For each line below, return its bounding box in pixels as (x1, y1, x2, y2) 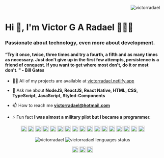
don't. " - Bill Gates (5, 67, 45, 73)
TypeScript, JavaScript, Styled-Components (12, 93, 106, 99)
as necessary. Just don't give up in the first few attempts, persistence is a (5, 56, 159, 62)
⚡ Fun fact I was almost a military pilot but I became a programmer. (12, 114, 151, 120)
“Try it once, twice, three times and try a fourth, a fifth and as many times (5, 52, 158, 57)
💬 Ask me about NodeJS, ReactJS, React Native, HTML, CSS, (12, 87, 138, 93)
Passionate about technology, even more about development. (5, 39, 155, 46)
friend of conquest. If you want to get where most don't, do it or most (5, 62, 149, 68)
